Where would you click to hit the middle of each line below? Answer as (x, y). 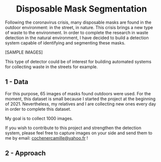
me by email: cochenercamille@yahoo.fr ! (47, 138)
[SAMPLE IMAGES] (24, 52)
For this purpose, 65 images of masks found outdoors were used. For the (78, 93)
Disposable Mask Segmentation (81, 9)
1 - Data (17, 82)
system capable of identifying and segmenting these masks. (65, 43)
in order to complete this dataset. (38, 109)
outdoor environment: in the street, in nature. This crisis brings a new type (79, 27)
